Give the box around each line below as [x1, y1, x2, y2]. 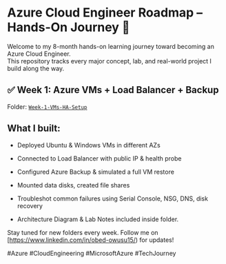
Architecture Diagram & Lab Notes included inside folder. [17, 215, 179, 223]
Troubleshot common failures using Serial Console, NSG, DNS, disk [17, 194, 209, 203]
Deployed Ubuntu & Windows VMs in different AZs [17, 141, 161, 149]
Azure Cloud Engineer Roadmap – [7, 5, 203, 21]
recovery [17, 201, 43, 210]
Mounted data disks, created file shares [17, 181, 130, 189]
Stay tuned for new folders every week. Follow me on [7, 228, 158, 236]
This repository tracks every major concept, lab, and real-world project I [7, 57, 212, 65]
